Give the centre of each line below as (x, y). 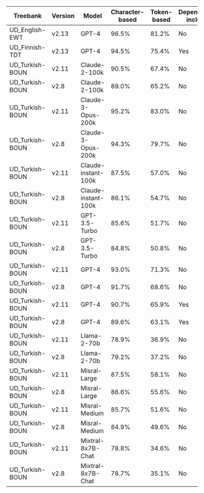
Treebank (27, 16)
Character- (127, 12)
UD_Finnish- (28, 47)
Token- (161, 12)
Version (63, 16)
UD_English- (28, 30)
